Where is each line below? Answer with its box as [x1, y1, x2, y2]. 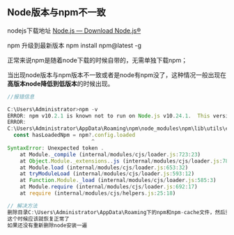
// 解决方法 [7, 202, 38, 209]
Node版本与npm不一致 [7, 6, 107, 19]
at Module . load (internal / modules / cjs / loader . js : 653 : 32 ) [19, 164, 189, 171]
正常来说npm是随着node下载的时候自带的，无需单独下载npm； [7, 56, 188, 64]
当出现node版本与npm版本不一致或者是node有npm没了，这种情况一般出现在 [7, 70, 227, 79]
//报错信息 [7, 93, 35, 100]
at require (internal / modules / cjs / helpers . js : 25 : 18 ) [19, 190, 176, 197]
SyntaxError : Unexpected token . [7, 145, 104, 152]
